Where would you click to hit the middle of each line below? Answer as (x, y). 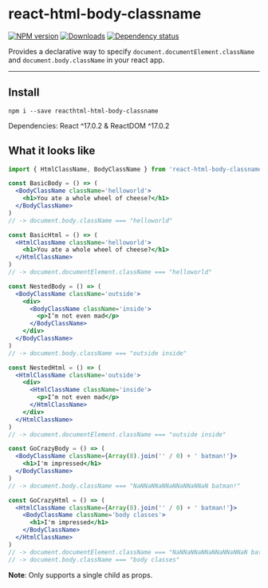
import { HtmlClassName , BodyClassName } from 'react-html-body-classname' (137, 169)
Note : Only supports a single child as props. (81, 574)
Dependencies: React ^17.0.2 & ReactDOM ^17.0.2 (89, 125)
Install (24, 93)
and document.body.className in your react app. (87, 60)
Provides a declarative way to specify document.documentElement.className (132, 51)
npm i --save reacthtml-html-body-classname (83, 111)
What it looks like (52, 151)
